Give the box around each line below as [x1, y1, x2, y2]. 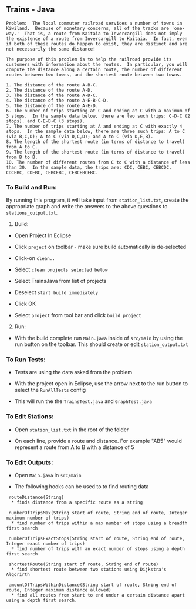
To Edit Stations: [6, 412, 54, 421]
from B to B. [6, 154, 38, 160]
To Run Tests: [6, 355, 46, 364]
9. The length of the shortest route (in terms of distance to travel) [6, 149, 185, 155]
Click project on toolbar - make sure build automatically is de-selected [14, 244, 187, 251]
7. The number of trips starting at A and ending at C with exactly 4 [6, 123, 183, 129]
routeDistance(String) [8, 494, 65, 500]
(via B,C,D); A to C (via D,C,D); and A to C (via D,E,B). [6, 134, 154, 139]
